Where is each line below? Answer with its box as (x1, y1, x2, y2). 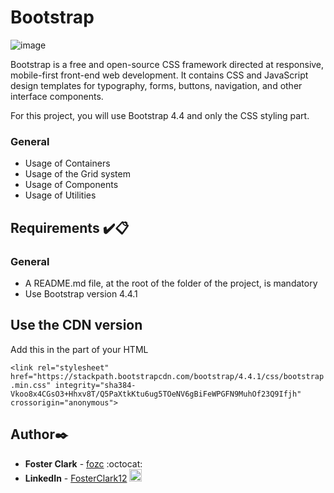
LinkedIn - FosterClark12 (24, 472, 128, 484)
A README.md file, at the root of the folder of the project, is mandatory (24, 277, 318, 289)
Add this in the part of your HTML (10, 343, 149, 355)
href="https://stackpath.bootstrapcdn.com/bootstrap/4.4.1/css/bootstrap (10, 371, 325, 381)
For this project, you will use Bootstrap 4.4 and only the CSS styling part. (10, 109, 310, 121)
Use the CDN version (10, 317, 143, 334)
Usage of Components (24, 179, 119, 191)
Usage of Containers (24, 157, 111, 170)
